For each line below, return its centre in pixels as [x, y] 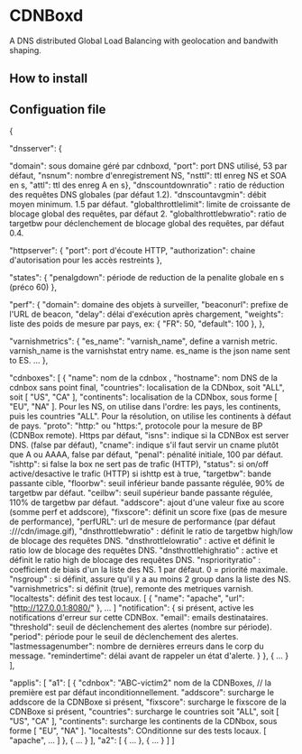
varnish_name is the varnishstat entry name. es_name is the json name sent [150, 351]
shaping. [26, 50]
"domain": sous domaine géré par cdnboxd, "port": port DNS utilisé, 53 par [148, 166]
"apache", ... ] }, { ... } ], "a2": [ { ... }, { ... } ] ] [92, 740]
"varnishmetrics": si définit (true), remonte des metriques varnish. [132, 589]
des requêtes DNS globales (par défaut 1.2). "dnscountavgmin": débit [138, 195]
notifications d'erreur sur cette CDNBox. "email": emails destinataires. [139, 618]
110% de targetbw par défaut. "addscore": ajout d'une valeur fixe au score [147, 502]
